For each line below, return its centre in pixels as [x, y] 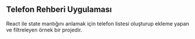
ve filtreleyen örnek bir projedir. [44, 30]
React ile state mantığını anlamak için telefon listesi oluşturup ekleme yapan [98, 23]
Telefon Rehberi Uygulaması [59, 10]
